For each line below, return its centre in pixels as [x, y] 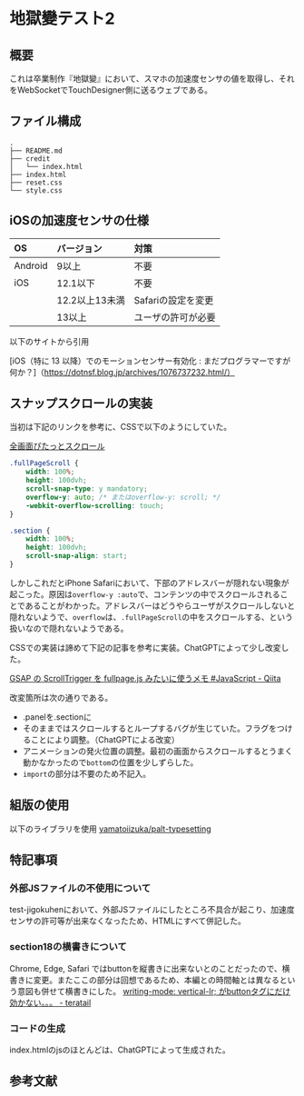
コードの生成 [38, 1028]
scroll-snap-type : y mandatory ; [87, 489]
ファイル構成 [45, 121]
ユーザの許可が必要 [175, 317]
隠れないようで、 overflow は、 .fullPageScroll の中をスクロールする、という [151, 617]
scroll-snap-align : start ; [77, 556]
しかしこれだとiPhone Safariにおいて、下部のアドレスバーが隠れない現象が [149, 583]
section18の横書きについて [68, 947]
